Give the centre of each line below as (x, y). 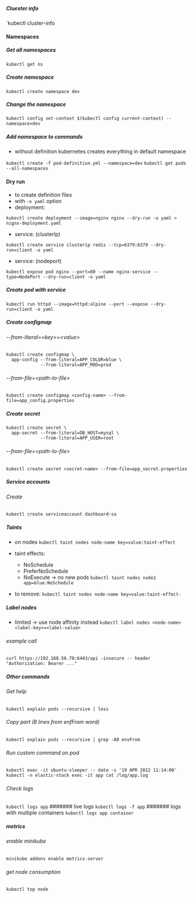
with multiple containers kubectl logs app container (70, 813)
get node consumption (33, 872)
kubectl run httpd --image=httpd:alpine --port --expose (77, 304)
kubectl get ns (25, 64)
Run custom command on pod (43, 753)
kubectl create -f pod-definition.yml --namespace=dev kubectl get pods (96, 164)
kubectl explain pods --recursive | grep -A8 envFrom (73, 740)
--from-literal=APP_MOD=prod (76, 365)
